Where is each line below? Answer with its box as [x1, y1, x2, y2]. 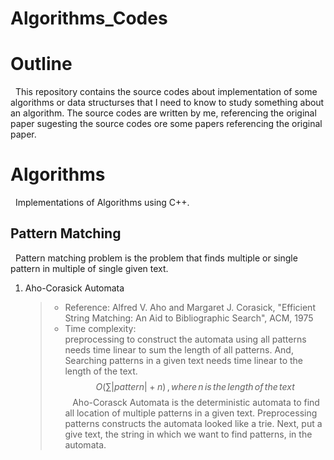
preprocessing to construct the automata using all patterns [64, 333, 307, 345]
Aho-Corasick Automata [24, 282, 125, 294]
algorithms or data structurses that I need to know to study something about [10, 97, 325, 109]
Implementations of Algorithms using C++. [14, 197, 190, 209]
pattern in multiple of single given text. [10, 262, 169, 274]
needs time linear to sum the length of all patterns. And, [64, 343, 294, 356]
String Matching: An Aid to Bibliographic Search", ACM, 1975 [64, 312, 314, 324]
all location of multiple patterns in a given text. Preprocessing [64, 407, 318, 419]
